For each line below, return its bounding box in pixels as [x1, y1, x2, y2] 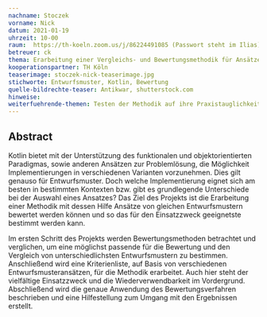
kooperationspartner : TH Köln [8, 64, 109, 72]
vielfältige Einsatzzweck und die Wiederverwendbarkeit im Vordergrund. [8, 276, 246, 285]
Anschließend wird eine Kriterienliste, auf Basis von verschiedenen [8, 259, 227, 269]
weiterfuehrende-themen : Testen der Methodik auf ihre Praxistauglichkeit [8, 100, 261, 108]
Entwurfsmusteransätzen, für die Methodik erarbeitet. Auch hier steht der [8, 267, 249, 276]
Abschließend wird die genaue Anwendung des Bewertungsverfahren [8, 284, 237, 294]
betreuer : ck [8, 48, 52, 56]
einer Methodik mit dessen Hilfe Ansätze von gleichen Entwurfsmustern [8, 201, 243, 211]
